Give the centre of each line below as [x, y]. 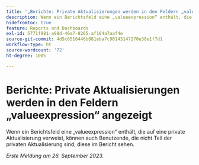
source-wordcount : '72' [36, 50]
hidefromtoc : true [29, 22]
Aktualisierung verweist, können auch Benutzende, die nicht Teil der [89, 138]
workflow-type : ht [29, 45]
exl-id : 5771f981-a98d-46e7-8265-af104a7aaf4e [65, 34]
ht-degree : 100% [26, 56]
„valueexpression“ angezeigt [79, 115]
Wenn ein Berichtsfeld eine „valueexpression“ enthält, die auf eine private [96, 131]
